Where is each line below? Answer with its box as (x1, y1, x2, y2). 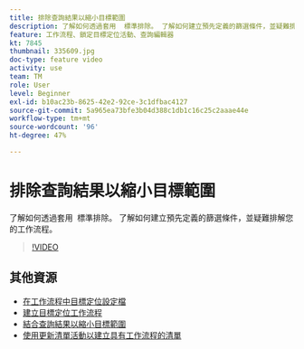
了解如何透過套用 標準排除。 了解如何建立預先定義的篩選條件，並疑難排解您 (9, 212, 294, 222)
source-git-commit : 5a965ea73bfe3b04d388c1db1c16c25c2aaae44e (9, 106, 249, 115)
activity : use (9, 64, 63, 73)
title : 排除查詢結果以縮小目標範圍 (9, 13, 126, 23)
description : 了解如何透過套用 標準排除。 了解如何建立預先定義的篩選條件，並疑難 (9, 22, 290, 31)
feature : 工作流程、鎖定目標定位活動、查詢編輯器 (9, 30, 175, 39)
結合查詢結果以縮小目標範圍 (22, 318, 127, 329)
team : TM (9, 72, 43, 81)
